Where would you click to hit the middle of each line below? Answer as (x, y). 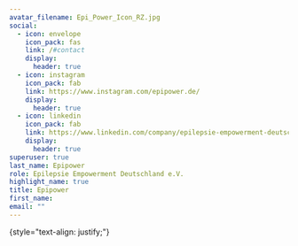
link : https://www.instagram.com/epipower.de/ (113, 91)
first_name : (31, 199)
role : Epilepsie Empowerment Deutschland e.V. (97, 173)
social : (24, 26)
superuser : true (39, 157)
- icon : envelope (49, 34)
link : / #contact (55, 50)
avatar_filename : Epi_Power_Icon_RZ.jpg (85, 17)
